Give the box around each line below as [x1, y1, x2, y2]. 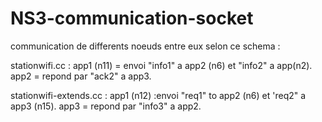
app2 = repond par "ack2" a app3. [10, 70, 152, 82]
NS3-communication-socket [10, 7, 254, 30]
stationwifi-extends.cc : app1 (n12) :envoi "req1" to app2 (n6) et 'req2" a [10, 89, 307, 101]
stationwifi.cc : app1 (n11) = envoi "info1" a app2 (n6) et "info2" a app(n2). [10, 59, 313, 71]
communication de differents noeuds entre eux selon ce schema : [10, 40, 281, 52]
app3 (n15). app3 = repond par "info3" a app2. [10, 100, 202, 112]
